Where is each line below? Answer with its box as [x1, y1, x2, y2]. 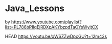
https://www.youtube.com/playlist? [11, 19, 82, 25]
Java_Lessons [5, 3, 65, 14]
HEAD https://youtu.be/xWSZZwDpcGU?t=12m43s [5, 33, 107, 39]
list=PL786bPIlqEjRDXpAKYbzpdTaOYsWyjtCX [5, 24, 98, 29]
